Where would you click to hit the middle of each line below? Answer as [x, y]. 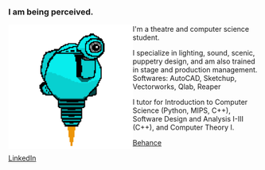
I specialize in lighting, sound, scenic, [194, 53]
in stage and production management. [195, 70]
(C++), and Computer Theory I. [183, 127]
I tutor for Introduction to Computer [190, 102]
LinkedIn [22, 158]
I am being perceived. [51, 12]
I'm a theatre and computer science [191, 29]
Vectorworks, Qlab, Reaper [177, 87]
